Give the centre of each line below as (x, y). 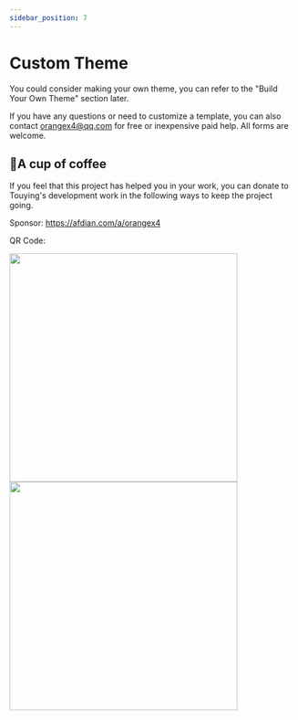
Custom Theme (69, 63)
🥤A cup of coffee (58, 164)
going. (21, 206)
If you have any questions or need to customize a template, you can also (145, 116)
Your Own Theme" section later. (69, 98)
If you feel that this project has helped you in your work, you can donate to (149, 186)
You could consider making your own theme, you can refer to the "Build (144, 89)
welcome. (28, 135)
